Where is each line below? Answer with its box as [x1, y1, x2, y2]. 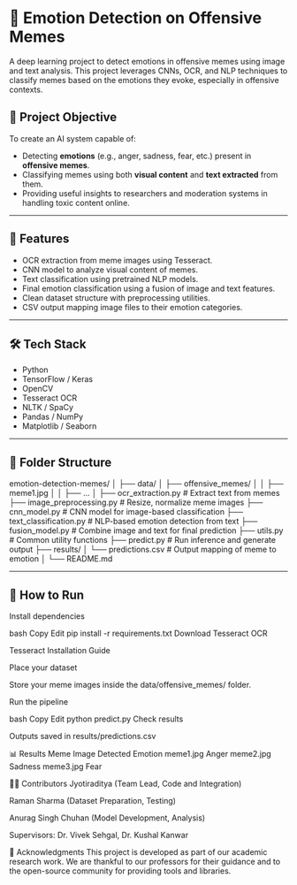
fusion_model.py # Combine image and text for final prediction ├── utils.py [9, 525, 284, 536]
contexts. [9, 84, 43, 95]
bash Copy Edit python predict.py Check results [9, 713, 184, 724]
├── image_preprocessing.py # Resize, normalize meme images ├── [9, 497, 263, 507]
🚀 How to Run [9, 587, 85, 602]
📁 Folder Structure [9, 454, 112, 469]
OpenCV [21, 384, 54, 394]
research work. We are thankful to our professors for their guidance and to [9, 857, 281, 866]
